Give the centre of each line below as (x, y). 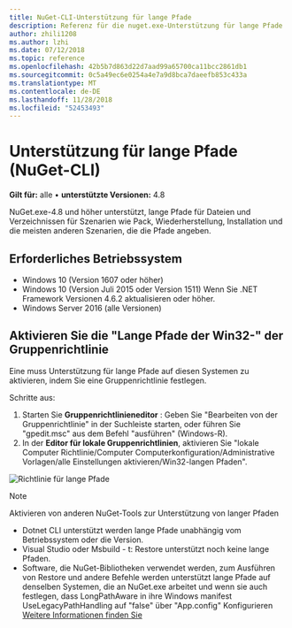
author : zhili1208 (43, 34)
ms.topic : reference (47, 58)
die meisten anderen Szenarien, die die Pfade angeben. (110, 231)
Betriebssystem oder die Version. (83, 540)
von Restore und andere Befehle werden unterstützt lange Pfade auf (146, 577)
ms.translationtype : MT (53, 83)
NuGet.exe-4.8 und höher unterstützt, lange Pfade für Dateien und (130, 212)
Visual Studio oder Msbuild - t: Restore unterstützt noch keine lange (146, 548)
